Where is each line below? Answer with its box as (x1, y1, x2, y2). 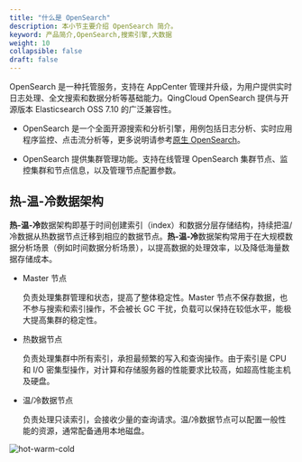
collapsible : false (9, 47, 83, 56)
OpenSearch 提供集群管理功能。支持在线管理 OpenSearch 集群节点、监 (22, 154, 288, 164)
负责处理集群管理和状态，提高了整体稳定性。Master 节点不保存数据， (22, 291, 280, 303)
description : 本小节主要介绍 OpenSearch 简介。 (9, 22, 178, 31)
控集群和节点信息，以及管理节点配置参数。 (22, 165, 181, 175)
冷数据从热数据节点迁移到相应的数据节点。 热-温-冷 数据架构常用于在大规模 (9, 231, 286, 241)
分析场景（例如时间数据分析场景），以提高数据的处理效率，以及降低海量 (16, 241, 282, 253)
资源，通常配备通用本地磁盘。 (38, 425, 150, 436)
